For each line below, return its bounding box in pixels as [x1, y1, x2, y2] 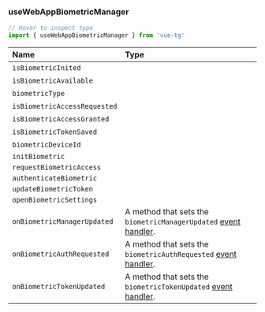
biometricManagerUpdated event [125, 216, 241, 227]
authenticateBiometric [12, 174, 97, 183]
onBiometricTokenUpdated [12, 282, 106, 292]
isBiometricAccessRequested [12, 102, 118, 111]
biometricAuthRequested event [125, 249, 237, 260]
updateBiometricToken [12, 184, 93, 194]
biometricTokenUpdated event [125, 281, 233, 292]
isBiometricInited [12, 64, 81, 72]
